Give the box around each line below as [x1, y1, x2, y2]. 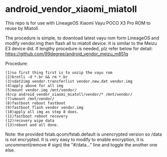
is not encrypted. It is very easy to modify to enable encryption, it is [5, 136, 144, 143]
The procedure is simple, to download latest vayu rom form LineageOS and [5, 35, 160, 41]
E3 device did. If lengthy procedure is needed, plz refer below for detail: [5, 45, 153, 51]
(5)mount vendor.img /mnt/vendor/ [5, 87, 77, 93]
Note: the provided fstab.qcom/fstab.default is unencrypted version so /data [5, 131, 162, 137]
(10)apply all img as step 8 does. [5, 109, 79, 114]
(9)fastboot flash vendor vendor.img [5, 105, 84, 110]
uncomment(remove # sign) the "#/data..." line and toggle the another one [5, 142, 158, 148]
